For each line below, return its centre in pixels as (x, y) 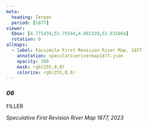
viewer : (16, 28)
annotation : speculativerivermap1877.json (70, 56)
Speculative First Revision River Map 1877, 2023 (65, 118)
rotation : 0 (26, 39)
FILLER (15, 106)
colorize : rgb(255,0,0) (46, 72)
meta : (13, 12)
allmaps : (17, 45)
